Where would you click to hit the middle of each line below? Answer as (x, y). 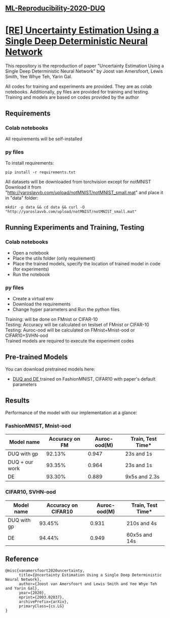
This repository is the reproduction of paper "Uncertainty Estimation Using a (85, 66)
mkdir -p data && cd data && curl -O (45, 207)
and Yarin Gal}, (22, 589)
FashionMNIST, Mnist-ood (38, 425)
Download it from (23, 187)
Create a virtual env (33, 299)
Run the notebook (31, 274)
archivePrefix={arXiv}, (44, 602)
